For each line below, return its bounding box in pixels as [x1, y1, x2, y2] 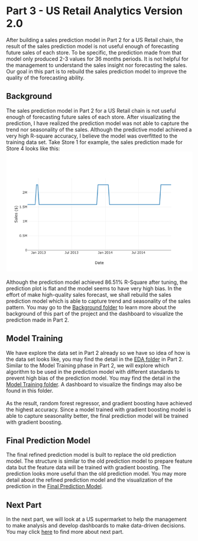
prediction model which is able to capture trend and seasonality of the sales [6, 297, 191, 305]
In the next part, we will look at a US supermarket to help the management [6, 516, 187, 523]
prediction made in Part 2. [6, 316, 70, 324]
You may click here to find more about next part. [6, 529, 124, 536]
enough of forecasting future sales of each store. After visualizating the [6, 113, 180, 120]
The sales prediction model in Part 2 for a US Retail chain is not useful [6, 107, 176, 114]
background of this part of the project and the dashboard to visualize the [6, 310, 183, 317]
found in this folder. [6, 387, 54, 394]
